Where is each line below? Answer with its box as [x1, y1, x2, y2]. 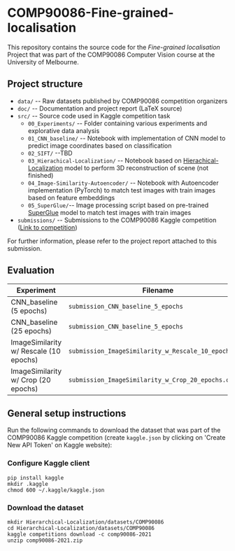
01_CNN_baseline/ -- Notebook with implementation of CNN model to [27, 134, 226, 142]
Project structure [7, 78, 83, 90]
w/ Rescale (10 [10, 346, 61, 356]
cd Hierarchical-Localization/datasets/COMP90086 [7, 524, 155, 531]
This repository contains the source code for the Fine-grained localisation [7, 43, 220, 51]
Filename [142, 285, 174, 295]
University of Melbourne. [7, 57, 79, 66]
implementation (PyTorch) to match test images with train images [27, 186, 215, 194]
